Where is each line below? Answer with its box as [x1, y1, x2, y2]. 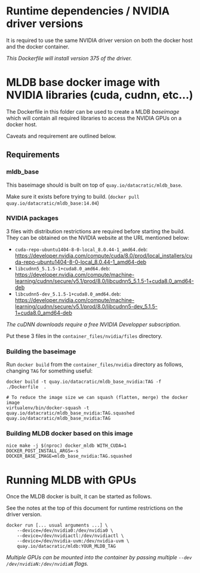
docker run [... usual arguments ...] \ [6, 522, 109, 529]
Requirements [6, 150, 60, 160]
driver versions [6, 17, 84, 31]
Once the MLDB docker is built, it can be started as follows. [6, 493, 152, 500]
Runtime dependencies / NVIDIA [6, 4, 170, 18]
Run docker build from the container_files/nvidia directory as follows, [6, 361, 184, 368]
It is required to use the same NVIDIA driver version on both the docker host [6, 36, 193, 44]
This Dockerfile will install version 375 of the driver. [6, 54, 133, 62]
